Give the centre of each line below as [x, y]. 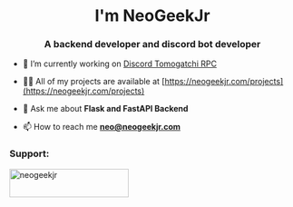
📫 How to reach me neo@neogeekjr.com [102, 127]
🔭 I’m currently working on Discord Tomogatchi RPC [120, 64]
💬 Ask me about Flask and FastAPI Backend [105, 109]
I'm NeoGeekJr [152, 16]
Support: [29, 153]
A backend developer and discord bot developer [152, 44]
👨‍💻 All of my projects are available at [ [93, 82]
